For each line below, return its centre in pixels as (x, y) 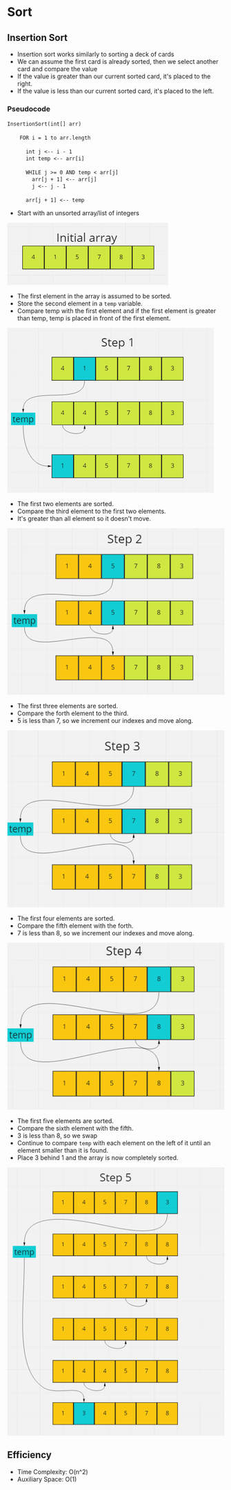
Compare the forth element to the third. (73, 713)
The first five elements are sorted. (65, 1121)
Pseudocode (29, 109)
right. (25, 83)
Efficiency (29, 1455)
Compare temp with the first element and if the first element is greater (117, 311)
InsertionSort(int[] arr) (44, 124)
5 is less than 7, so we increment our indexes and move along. (105, 721)
